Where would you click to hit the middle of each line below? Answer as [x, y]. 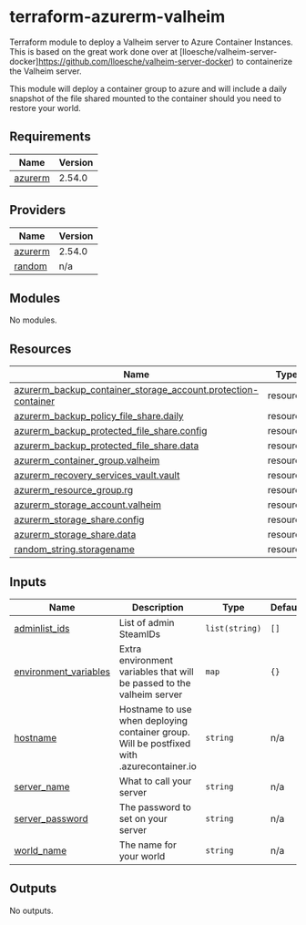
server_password [51, 819]
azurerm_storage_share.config [79, 519]
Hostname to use [156, 709]
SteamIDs [140, 634]
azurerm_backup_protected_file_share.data [107, 446]
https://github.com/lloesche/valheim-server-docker [135, 61]
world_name [40, 851]
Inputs [28, 582]
